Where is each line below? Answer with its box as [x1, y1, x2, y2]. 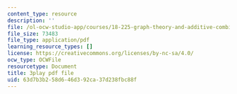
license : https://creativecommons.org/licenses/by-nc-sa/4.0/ [7, 50, 194, 57]
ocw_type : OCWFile [7, 57, 61, 64]
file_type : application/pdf [7, 37, 90, 44]
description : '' [7, 17, 55, 24]
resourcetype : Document [7, 63, 78, 70]
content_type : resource [7, 10, 78, 18]
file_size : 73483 [7, 30, 59, 37]
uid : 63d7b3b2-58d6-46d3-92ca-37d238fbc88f [7, 76, 138, 83]
